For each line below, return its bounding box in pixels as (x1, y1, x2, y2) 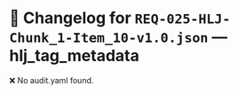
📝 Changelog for (9, 8, 131, 28)
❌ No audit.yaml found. (9, 74, 94, 85)
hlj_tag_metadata (9, 46, 139, 66)
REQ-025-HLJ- (134, 11, 231, 27)
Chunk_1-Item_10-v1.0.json (9, 30, 209, 47)
